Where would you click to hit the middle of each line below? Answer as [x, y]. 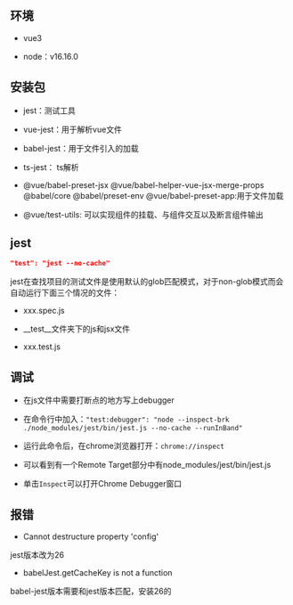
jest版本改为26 [37, 554]
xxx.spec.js [44, 311]
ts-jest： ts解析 [51, 167]
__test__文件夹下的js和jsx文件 [77, 329]
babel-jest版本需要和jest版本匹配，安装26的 [91, 591]
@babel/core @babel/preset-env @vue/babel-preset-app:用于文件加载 [153, 195]
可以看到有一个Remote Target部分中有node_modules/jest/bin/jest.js [147, 465]
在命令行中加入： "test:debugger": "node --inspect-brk [126, 419]
